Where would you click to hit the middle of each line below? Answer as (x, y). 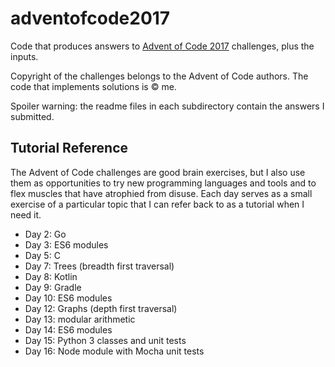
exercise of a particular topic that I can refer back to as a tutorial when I (157, 204)
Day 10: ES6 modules (68, 298)
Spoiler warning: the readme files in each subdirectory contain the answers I (167, 106)
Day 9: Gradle (53, 287)
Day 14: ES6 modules (68, 329)
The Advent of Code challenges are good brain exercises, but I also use (158, 172)
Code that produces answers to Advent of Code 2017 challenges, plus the (162, 46)
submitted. (32, 116)
